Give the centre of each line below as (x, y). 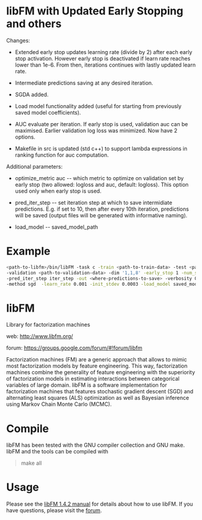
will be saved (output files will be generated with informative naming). (101, 215)
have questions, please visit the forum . (54, 510)
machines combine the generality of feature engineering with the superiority (101, 372)
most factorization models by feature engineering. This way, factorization (97, 366)
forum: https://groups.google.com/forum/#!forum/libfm (74, 348)
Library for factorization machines (48, 325)
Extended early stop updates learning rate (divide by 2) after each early (103, 52)
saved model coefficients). (48, 112)
